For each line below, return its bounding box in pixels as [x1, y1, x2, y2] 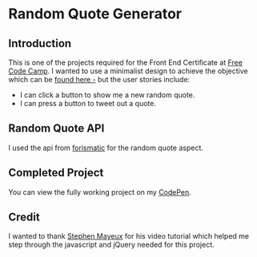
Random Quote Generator [8, 5, 183, 23]
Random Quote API [8, 121, 105, 136]
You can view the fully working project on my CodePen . [8, 187, 192, 196]
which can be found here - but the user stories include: [8, 75, 191, 84]
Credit [8, 211, 40, 224]
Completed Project [8, 166, 104, 180]
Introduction [8, 37, 72, 50]
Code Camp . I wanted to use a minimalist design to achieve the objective [8, 66, 248, 76]
